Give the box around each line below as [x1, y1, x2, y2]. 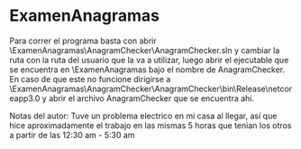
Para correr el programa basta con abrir [9, 35, 157, 46]
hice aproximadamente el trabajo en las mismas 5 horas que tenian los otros [9, 119, 292, 131]
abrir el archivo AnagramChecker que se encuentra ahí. [48, 92, 255, 104]
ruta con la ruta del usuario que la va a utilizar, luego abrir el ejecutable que [9, 54, 289, 65]
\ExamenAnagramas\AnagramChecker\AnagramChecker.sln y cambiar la [9, 44, 280, 55]
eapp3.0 [9, 92, 41, 104]
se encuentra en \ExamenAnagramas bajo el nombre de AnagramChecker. [9, 64, 286, 75]
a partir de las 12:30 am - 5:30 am [9, 129, 135, 140]
